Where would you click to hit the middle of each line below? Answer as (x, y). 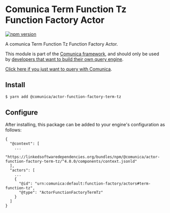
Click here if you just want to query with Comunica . (59, 69)
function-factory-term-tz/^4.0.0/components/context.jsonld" (71, 162)
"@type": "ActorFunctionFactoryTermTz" (61, 193)
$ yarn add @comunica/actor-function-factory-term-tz (63, 97)
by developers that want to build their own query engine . (64, 59)
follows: (13, 130)
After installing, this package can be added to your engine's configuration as (85, 125)
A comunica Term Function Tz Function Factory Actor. (62, 44)
